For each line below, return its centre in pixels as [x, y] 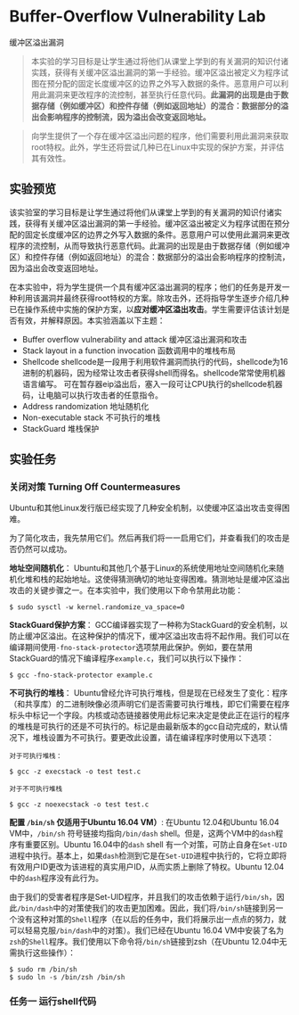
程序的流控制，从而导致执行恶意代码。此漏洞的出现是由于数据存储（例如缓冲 [149, 245]
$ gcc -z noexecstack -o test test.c [79, 805]
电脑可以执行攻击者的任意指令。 [104, 395]
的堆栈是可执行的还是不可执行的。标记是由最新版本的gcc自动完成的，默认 [145, 726]
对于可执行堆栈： [36, 756]
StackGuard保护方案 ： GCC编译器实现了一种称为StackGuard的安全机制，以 [149, 625]
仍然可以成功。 [44, 549]
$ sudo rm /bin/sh [43, 970]
